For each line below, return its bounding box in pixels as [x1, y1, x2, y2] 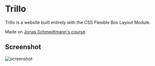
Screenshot [5, 43, 41, 51]
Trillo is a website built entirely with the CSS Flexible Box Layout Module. [5, 19, 151, 25]
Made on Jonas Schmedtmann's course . [5, 29, 87, 34]
